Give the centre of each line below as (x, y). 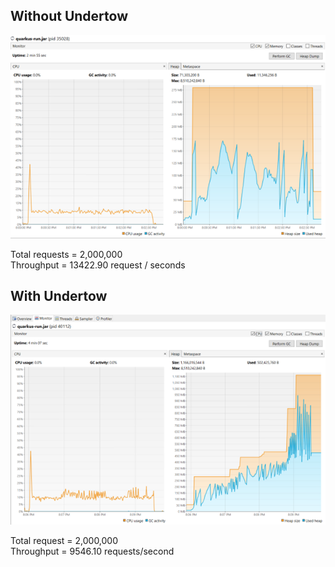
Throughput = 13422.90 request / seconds (98, 265)
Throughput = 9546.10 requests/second (92, 551)
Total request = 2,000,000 (64, 540)
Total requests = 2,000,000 (66, 254)
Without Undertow (69, 16)
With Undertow (59, 295)
